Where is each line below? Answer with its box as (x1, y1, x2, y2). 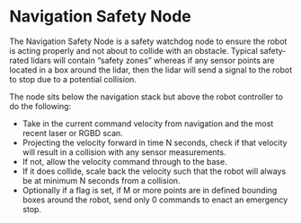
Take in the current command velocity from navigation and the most (22, 118, 274, 129)
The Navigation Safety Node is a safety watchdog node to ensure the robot (9, 36, 288, 47)
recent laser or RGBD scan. (22, 127, 123, 138)
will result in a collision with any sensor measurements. (22, 146, 226, 158)
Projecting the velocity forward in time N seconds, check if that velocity (22, 137, 288, 148)
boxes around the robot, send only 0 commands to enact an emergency (22, 194, 288, 205)
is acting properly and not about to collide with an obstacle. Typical (9, 45, 258, 56)
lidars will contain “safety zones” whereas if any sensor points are (31, 55, 275, 65)
